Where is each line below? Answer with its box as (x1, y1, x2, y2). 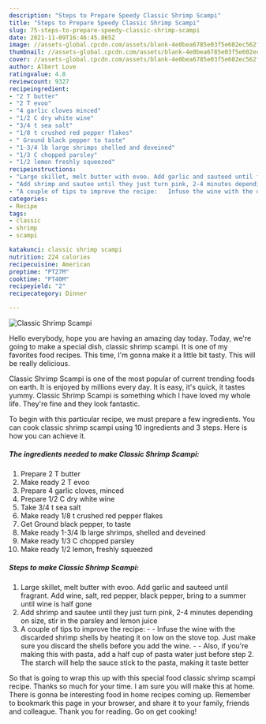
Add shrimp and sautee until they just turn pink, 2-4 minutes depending (20, 607, 253, 617)
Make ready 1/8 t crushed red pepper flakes (20, 510, 163, 521)
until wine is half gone (20, 599, 92, 608)
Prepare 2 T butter (20, 468, 81, 478)
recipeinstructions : (9, 166, 77, 174)
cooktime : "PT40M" (9, 275, 69, 283)
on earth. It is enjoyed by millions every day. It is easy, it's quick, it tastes (9, 383, 245, 391)
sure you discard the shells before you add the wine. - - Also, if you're (20, 640, 249, 651)
